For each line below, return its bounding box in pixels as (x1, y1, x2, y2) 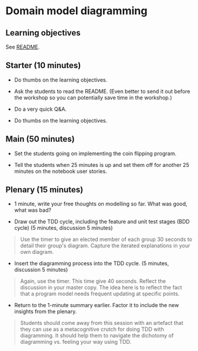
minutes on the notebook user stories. (14, 168, 107, 175)
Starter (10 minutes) (5, 60, 81, 70)
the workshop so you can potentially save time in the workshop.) (14, 94, 173, 101)
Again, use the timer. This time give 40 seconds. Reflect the (20, 278, 167, 285)
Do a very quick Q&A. (14, 105, 67, 112)
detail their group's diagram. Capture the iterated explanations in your (20, 242, 190, 249)
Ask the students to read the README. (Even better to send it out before (14, 88, 191, 95)
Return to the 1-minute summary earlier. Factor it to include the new (14, 302, 179, 309)
